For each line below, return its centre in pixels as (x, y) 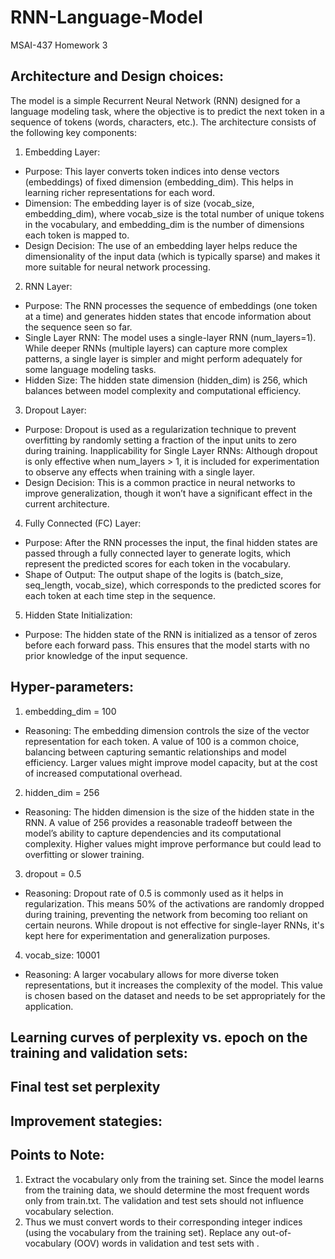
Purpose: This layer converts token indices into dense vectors (152, 171)
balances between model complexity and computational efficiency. (163, 390)
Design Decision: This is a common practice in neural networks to (160, 482)
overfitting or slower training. (84, 854)
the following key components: (73, 132)
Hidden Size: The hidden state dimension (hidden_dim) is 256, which (166, 380)
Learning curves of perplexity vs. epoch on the (159, 1037)
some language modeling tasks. (90, 369)
